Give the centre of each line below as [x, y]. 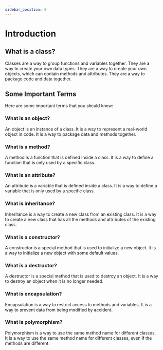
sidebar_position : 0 [26, 9]
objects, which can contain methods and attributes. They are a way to [75, 74]
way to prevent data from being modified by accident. [59, 310]
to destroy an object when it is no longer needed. [54, 281]
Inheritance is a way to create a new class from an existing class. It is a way [81, 214]
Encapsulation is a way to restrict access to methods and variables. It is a [79, 304]
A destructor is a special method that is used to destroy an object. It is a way [82, 276]
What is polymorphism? [34, 322]
